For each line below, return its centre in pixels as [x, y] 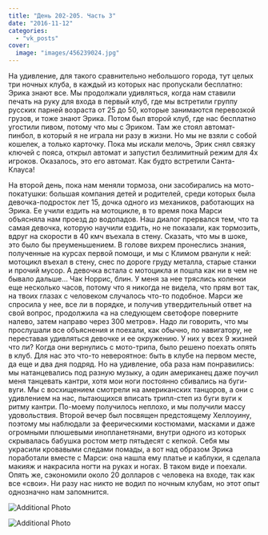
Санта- [223, 161]
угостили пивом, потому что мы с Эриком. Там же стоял [106, 127]
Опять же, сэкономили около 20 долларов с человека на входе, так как [132, 475]
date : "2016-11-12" [41, 23]
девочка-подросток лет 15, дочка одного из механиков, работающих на [131, 202]
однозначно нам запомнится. [59, 492]
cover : [19, 46]
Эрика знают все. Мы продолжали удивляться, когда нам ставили [122, 93]
